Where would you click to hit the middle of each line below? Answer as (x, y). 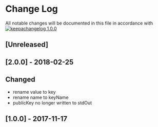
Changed (20, 80)
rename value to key (34, 92)
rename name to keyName (41, 97)
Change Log (32, 9)
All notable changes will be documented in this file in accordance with (79, 23)
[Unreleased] (27, 45)
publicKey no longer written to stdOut (52, 102)
